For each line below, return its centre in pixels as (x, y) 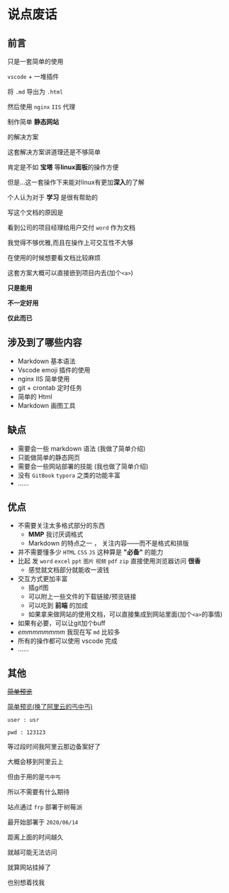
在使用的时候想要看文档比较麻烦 (54, 258)
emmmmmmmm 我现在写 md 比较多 (69, 632)
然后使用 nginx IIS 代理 (41, 107)
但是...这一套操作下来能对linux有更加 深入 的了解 (76, 182)
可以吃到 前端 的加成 (58, 605)
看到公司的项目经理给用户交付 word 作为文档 (72, 227)
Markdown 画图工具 (46, 405)
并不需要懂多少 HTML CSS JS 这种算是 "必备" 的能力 (90, 552)
